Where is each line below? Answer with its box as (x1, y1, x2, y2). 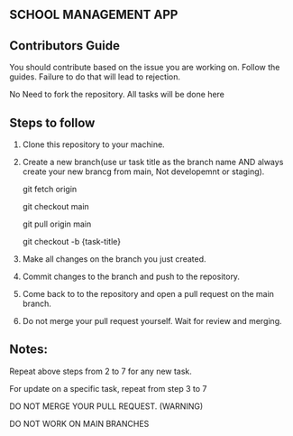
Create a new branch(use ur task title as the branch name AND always (22, 157, 284, 168)
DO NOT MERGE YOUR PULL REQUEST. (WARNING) (9, 401, 204, 412)
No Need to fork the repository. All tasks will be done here (9, 89, 225, 100)
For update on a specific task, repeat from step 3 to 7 (9, 383, 207, 394)
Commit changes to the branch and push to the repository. (22, 271, 241, 283)
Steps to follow (9, 115, 96, 130)
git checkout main (22, 201, 90, 212)
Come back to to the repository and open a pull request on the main (22, 289, 275, 300)
